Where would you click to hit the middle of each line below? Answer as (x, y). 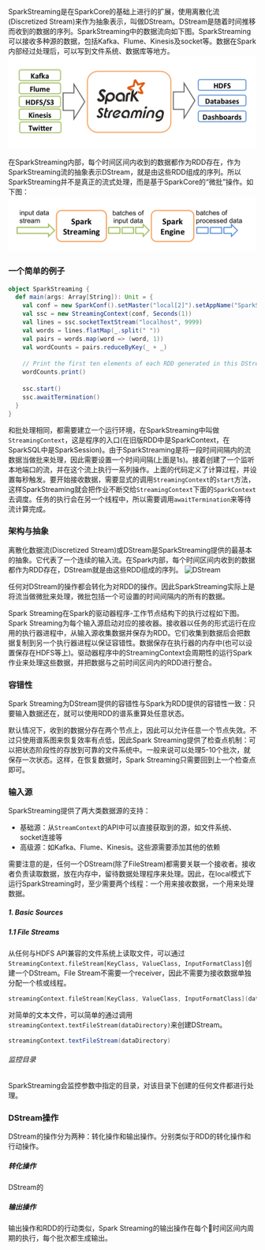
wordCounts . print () (54, 372)
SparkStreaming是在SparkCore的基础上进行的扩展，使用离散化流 (114, 11)
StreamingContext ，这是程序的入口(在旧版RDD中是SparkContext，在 (119, 440)
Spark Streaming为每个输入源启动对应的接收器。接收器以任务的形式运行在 (129, 623)
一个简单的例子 (37, 271)
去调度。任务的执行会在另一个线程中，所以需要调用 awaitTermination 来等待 (130, 499)
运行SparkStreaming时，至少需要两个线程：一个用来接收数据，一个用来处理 (131, 884)
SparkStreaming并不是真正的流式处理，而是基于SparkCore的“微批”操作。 (127, 182)
